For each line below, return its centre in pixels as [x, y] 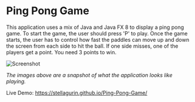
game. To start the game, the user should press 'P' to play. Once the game [97, 33]
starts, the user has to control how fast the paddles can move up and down [98, 40]
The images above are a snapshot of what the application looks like [89, 75]
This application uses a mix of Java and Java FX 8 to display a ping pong [95, 27]
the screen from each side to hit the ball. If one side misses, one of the [92, 46]
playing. [16, 81]
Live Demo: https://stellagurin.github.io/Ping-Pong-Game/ [77, 93]
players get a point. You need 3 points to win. [61, 52]
